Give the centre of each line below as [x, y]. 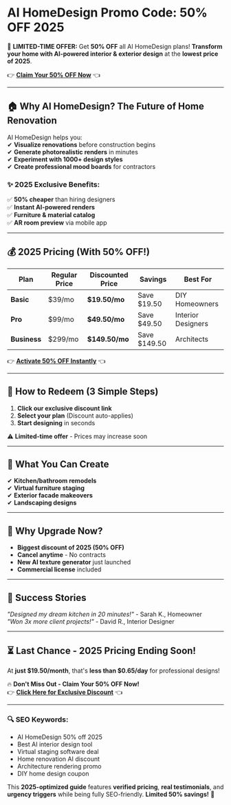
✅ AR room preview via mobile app [57, 223]
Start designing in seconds [56, 422]
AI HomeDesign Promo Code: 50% [107, 13]
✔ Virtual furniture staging [46, 488]
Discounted [109, 275]
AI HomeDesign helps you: [45, 137]
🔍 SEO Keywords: [38, 720]
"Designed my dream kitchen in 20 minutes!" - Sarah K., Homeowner [105, 614]
